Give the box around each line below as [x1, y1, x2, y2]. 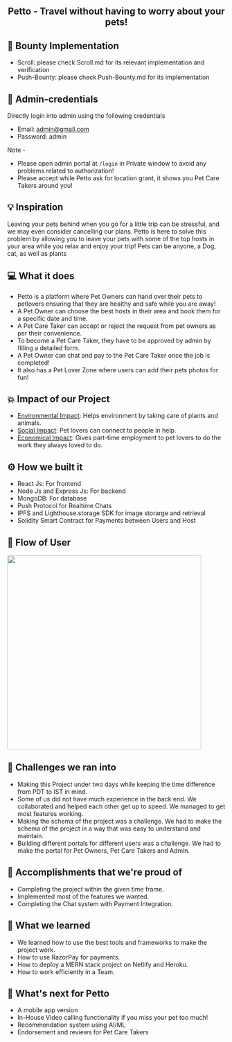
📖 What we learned [7, 920, 91, 932]
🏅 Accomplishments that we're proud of [7, 867, 182, 878]
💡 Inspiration [7, 201, 64, 214]
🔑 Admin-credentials [7, 93, 98, 105]
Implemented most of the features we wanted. [17, 892, 150, 901]
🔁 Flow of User [7, 537, 71, 548]
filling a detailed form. [17, 343, 80, 352]
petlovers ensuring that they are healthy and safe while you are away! [17, 299, 216, 308]
